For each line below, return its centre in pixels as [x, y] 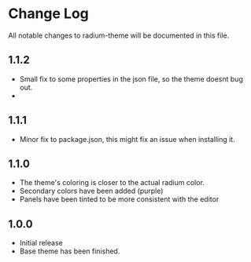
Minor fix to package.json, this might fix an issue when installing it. [127, 139]
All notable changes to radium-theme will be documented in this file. [119, 35]
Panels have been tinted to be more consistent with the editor [119, 199]
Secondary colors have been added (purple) [91, 191]
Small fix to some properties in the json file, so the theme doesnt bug [131, 78]
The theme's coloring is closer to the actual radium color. [112, 183]
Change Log [48, 14]
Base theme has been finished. [70, 251]
